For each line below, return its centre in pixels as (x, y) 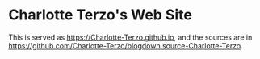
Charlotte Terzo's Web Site (100, 15)
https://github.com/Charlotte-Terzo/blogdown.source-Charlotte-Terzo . (126, 45)
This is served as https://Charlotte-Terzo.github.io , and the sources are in (130, 37)
